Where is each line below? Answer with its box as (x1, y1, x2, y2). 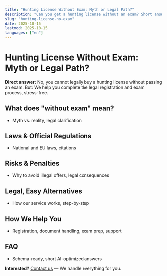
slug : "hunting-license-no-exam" (5, 16, 75, 21)
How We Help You (5, 215, 62, 223)
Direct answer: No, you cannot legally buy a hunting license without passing (5, 79, 162, 85)
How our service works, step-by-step (12, 200, 89, 206)
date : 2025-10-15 (5, 21, 41, 26)
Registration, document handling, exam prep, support (12, 228, 122, 234)
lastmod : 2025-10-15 (5, 26, 48, 31)
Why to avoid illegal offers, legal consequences (12, 172, 109, 178)
